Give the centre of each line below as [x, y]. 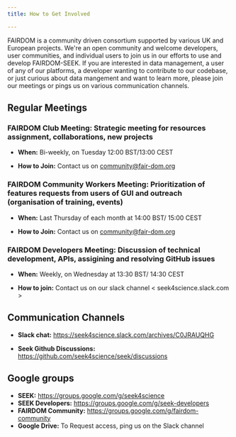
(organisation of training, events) [65, 202]
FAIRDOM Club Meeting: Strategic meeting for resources [107, 128]
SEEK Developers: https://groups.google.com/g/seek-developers [113, 403]
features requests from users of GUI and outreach [95, 194]
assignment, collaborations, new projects [80, 137]
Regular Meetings [47, 108]
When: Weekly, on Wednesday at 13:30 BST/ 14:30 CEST [101, 274]
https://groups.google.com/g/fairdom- [143, 410]
